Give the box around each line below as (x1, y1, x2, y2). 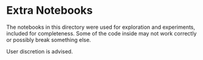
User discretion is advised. (6, 47, 73, 55)
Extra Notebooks (6, 4, 93, 17)
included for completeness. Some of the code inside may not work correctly (6, 29, 197, 37)
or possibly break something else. (6, 36, 91, 43)
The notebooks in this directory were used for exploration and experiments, (6, 23, 196, 31)
